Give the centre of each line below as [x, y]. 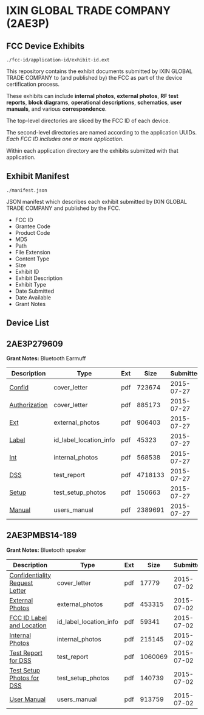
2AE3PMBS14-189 [42, 535]
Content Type [32, 259]
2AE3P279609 [35, 344]
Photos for [24, 678]
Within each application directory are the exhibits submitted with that [93, 151]
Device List [28, 323]
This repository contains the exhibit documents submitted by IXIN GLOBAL [100, 71]
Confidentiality [30, 575]
